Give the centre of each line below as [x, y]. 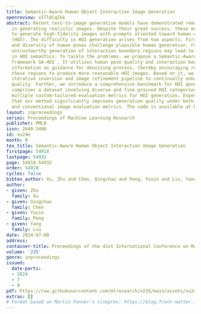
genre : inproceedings [33, 258]
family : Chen [28, 207]
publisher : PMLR [26, 124]
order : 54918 [22, 168]
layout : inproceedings [34, 112]
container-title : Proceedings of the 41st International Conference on [97, 246]
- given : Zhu [22, 190]
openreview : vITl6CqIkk [36, 17]
